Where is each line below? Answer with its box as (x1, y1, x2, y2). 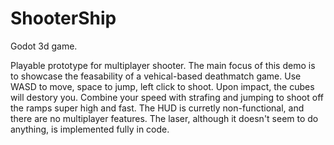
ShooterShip (10, 7, 117, 30)
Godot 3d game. (10, 40, 78, 52)
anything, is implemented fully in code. (10, 123, 170, 135)
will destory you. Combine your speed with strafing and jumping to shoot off (10, 91, 324, 103)
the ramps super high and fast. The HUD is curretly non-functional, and (10, 102, 305, 114)
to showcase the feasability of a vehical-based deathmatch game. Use (10, 70, 302, 82)
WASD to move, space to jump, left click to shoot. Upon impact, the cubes (10, 80, 315, 92)
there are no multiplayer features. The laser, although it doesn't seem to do (10, 112, 319, 124)
